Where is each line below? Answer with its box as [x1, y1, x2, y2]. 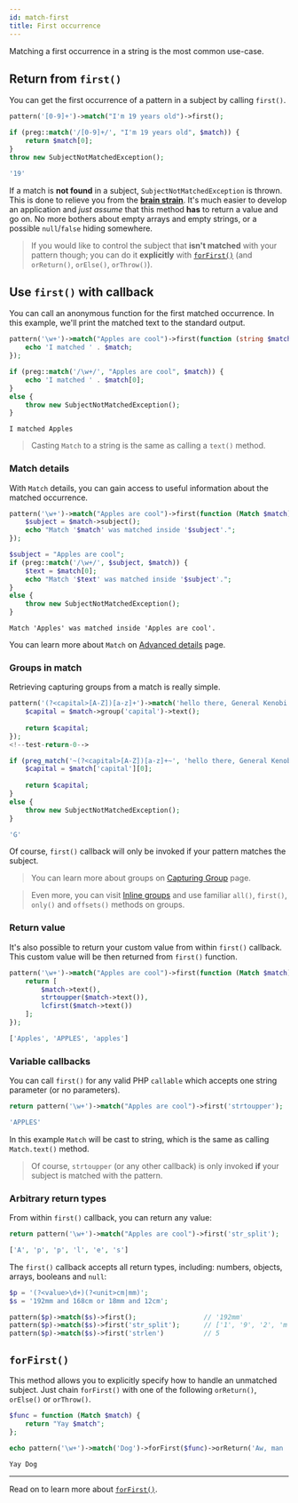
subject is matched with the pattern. [30, 1170, 163, 1181]
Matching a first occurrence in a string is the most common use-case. [9, 45, 264, 56]
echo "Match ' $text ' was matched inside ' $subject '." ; [25, 575, 232, 584]
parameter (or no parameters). [9, 1085, 121, 1095]
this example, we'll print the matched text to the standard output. [9, 317, 246, 329]
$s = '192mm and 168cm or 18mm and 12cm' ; [9, 1296, 169, 1306]
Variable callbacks [9, 1054, 91, 1067]
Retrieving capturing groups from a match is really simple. [9, 681, 221, 693]
